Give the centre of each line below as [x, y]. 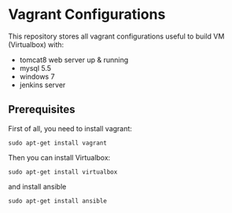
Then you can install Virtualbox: [59, 157]
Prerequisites [42, 110]
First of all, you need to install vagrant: [70, 128]
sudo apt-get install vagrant [58, 143]
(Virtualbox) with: [36, 44]
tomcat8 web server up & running [74, 60]
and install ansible [37, 186]
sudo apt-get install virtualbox [63, 172]
